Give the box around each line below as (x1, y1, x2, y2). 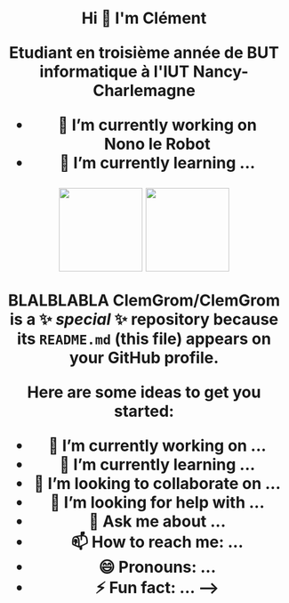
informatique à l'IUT (39, 61, 190, 82)
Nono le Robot (104, 134, 211, 154)
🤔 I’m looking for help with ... (49, 493, 265, 513)
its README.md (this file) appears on (16, 329, 272, 349)
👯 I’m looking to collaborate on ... (33, 474, 281, 494)
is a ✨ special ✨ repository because (9, 309, 279, 330)
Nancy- (193, 61, 249, 82)
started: (114, 402, 174, 421)
